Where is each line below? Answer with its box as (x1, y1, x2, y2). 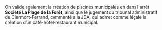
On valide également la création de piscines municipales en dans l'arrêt (5, 4, 150, 10)
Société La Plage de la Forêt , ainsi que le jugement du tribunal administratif (5, 9, 158, 15)
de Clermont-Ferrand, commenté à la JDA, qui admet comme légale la (5, 15, 147, 20)
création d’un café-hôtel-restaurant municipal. (5, 19, 99, 25)
